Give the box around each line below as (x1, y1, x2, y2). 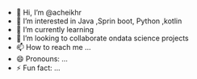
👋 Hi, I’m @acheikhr (15, 8, 82, 17)
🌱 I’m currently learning (15, 25, 94, 34)
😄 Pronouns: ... (15, 54, 69, 64)
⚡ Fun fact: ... (15, 63, 61, 73)
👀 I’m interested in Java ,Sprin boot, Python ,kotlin (15, 16, 182, 26)
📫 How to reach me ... (15, 43, 91, 52)
